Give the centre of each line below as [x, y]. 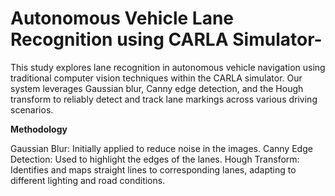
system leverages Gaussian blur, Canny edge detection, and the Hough [157, 88]
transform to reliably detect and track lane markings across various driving [164, 99]
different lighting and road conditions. [88, 180]
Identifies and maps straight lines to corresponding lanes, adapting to [153, 169]
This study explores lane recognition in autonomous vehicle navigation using [168, 67]
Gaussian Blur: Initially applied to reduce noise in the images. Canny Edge [161, 148]
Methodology [39, 129]
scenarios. [32, 109]
